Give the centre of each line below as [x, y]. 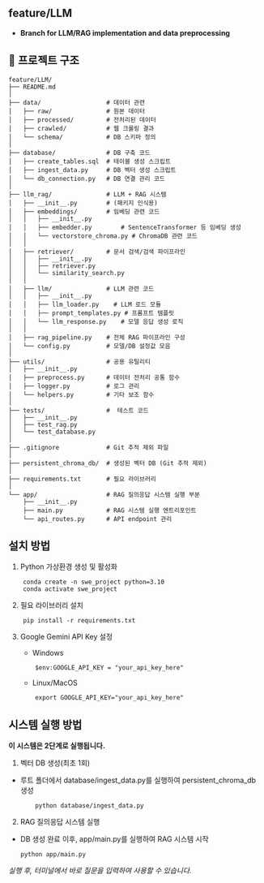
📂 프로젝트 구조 [44, 60]
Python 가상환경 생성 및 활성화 [68, 566]
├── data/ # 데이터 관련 [77, 102]
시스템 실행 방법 [45, 724]
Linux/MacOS [55, 683]
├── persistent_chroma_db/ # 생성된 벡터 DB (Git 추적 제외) [108, 463]
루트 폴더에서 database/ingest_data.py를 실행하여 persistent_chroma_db [138, 780]
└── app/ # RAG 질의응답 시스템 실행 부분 [104, 494]
